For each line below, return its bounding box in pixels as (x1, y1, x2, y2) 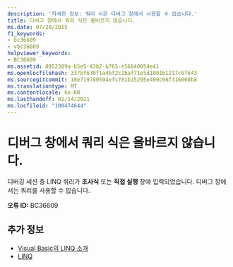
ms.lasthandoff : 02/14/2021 (7, 96, 90, 103)
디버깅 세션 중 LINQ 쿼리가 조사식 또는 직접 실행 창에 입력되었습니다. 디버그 (7, 177, 214, 186)
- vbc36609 (7, 43, 40, 50)
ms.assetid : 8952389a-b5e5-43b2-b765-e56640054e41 (7, 63, 160, 70)
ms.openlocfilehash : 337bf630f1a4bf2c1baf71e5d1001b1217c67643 (7, 69, 198, 76)
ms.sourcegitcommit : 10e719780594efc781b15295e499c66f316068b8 (7, 76, 198, 83)
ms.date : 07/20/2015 (7, 23, 68, 30)
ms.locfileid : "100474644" (7, 102, 87, 109)
